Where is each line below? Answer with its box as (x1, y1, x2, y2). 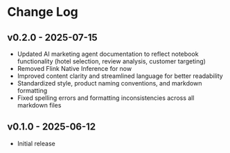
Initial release (17, 139, 55, 147)
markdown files (17, 101, 62, 109)
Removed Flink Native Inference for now (17, 65, 132, 72)
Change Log (7, 4, 78, 20)
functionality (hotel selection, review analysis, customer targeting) (17, 57, 206, 65)
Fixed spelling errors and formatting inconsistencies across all (17, 94, 195, 102)
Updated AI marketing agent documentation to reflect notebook (17, 50, 199, 58)
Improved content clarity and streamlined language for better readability (17, 72, 223, 80)
